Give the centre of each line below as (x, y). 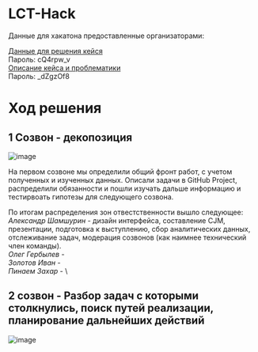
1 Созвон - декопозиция (70, 137)
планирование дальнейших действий (106, 321)
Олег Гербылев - (36, 254)
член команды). (35, 245)
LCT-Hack (42, 14)
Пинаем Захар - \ (38, 271)
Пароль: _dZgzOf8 (39, 76)
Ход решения (55, 108)
